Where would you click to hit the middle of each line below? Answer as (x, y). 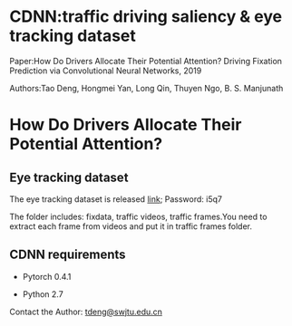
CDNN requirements (68, 255)
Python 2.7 (43, 294)
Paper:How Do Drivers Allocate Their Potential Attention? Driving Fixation (146, 61)
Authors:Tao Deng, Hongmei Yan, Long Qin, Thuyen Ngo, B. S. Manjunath (146, 88)
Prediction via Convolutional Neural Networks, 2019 (106, 71)
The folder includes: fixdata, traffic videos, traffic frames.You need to (138, 216)
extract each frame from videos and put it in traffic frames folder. (131, 226)
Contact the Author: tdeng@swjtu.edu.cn (86, 312)
